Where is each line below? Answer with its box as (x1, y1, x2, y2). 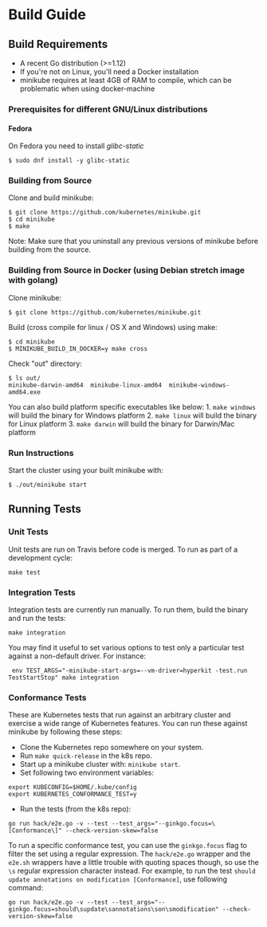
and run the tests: (8, 614, 66, 623)
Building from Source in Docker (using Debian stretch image (8, 265, 245, 276)
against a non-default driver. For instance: (8, 651, 146, 661)
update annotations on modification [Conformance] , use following (8, 874, 228, 884)
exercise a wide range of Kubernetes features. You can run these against (8, 719, 248, 729)
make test (8, 568, 41, 576)
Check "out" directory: (8, 359, 82, 368)
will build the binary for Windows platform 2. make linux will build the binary (8, 410, 257, 420)
